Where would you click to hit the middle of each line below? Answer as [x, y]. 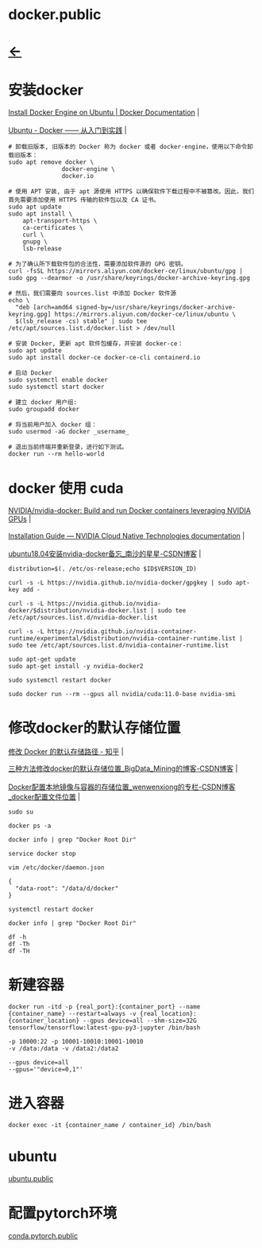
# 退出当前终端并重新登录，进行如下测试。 [68, 447]
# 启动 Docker [31, 373]
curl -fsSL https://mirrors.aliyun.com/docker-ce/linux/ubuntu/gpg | [126, 271]
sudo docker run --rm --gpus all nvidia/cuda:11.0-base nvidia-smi [122, 694]
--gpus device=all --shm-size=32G [140, 1021]
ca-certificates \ [53, 228]
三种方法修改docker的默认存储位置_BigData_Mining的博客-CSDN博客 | [123, 768]
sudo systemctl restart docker [60, 680]
